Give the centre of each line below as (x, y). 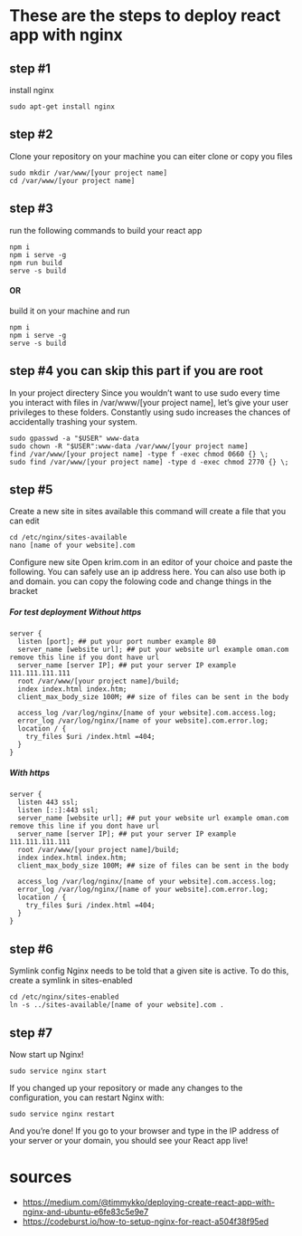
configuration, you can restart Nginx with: (87, 1097)
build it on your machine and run (70, 311)
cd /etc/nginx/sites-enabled (64, 997)
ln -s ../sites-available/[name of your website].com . (117, 1005)
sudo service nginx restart (62, 1115)
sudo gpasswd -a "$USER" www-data (75, 438)
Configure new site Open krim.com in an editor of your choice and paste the (151, 562)
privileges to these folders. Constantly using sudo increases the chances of (150, 412)
